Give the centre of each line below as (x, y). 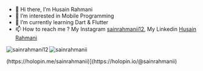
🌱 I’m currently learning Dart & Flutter (62, 22)
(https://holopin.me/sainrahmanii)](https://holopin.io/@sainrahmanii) (92, 61)
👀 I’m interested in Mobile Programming (64, 16)
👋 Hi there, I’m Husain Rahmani (54, 9)
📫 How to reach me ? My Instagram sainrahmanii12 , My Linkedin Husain (105, 29)
